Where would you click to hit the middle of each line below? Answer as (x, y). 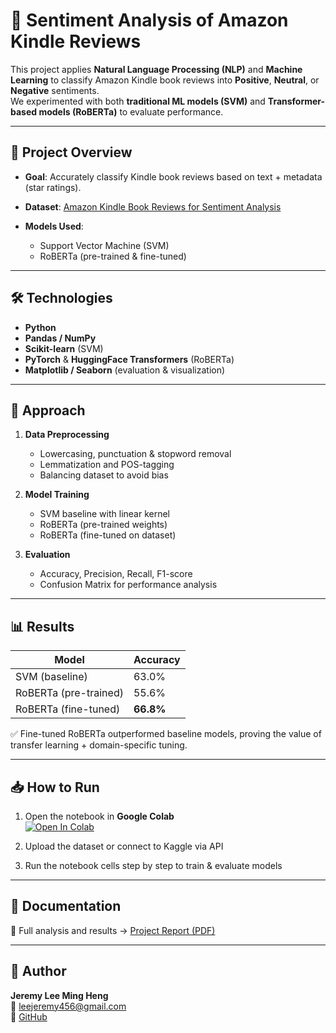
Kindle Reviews (76, 41)
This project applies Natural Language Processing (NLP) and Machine (156, 69)
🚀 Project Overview (71, 152)
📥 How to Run (55, 787)
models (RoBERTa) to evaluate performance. (131, 111)
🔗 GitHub (29, 1016)
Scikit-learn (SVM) (64, 348)
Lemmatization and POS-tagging (107, 465)
